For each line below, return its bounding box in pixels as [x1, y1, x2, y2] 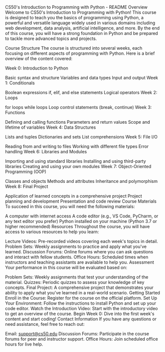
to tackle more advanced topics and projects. [5, 35, 97, 41]
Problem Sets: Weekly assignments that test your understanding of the [5, 274, 149, 280]
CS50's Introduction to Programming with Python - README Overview [5, 4, 148, 10]
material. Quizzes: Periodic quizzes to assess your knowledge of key [5, 280, 144, 285]
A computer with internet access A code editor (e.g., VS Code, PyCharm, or [5, 213, 159, 219]
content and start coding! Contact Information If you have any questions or [5, 316, 157, 322]
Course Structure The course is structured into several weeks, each [5, 45, 143, 51]
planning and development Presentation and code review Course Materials [5, 198, 157, 204]
